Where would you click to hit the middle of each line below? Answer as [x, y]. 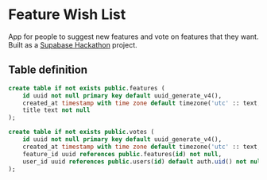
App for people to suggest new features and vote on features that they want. [133, 36]
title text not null [56, 110]
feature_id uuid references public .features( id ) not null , [122, 154]
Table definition [48, 70]
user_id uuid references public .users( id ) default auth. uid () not [135, 161]
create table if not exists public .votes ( [81, 132]
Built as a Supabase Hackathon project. [73, 44]
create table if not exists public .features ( [87, 88]
